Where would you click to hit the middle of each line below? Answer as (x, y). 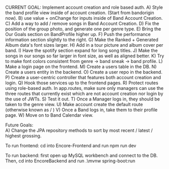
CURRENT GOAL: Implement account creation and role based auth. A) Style (84, 7)
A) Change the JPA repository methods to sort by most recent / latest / (79, 130)
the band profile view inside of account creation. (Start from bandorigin (80, 13)
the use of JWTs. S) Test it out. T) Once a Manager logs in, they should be (82, 99)
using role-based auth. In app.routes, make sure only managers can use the (84, 88)
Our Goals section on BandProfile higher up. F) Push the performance (78, 34)
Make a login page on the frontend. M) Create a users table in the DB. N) (81, 66)
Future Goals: (19, 125)
